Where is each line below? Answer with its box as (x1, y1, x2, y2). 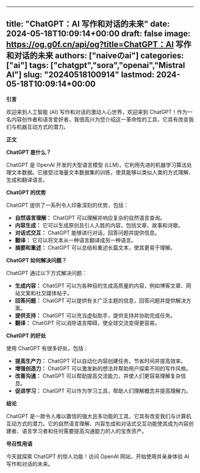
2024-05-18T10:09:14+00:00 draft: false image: (6, 29, 191, 39)
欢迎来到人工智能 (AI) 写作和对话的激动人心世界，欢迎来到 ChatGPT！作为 (6, 108, 187, 115)
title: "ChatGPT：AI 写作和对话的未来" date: (6, 19, 170, 29)
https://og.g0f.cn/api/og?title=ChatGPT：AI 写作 (6, 39, 192, 50)
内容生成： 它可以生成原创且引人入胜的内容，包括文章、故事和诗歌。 (14, 221, 183, 228)
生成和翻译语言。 (6, 176, 48, 183)
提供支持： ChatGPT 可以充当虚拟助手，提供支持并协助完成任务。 (14, 311, 176, 319)
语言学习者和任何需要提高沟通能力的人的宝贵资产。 (21, 427, 147, 434)
